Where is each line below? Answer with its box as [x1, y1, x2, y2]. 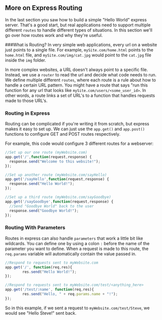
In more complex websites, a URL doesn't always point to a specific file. [5, 67, 148, 72]
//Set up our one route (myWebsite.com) [5, 150, 88, 155]
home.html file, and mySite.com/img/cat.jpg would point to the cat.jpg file [5, 52, 151, 58]
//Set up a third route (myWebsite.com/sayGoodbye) [5, 195, 111, 200]
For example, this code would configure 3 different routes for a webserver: [5, 141, 154, 146]
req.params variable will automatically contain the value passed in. [5, 250, 137, 257]
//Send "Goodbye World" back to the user [9, 204, 94, 209]
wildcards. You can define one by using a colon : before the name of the [5, 240, 150, 246]
